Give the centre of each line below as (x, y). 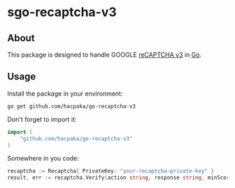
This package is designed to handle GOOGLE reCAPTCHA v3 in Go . (104, 55)
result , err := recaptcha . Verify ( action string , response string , (106, 178)
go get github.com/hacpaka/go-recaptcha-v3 (72, 106)
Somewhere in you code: (43, 159)
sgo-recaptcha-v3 (62, 12)
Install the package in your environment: (65, 93)
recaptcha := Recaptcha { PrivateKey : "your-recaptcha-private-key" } (111, 171)
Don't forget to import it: (42, 119)
